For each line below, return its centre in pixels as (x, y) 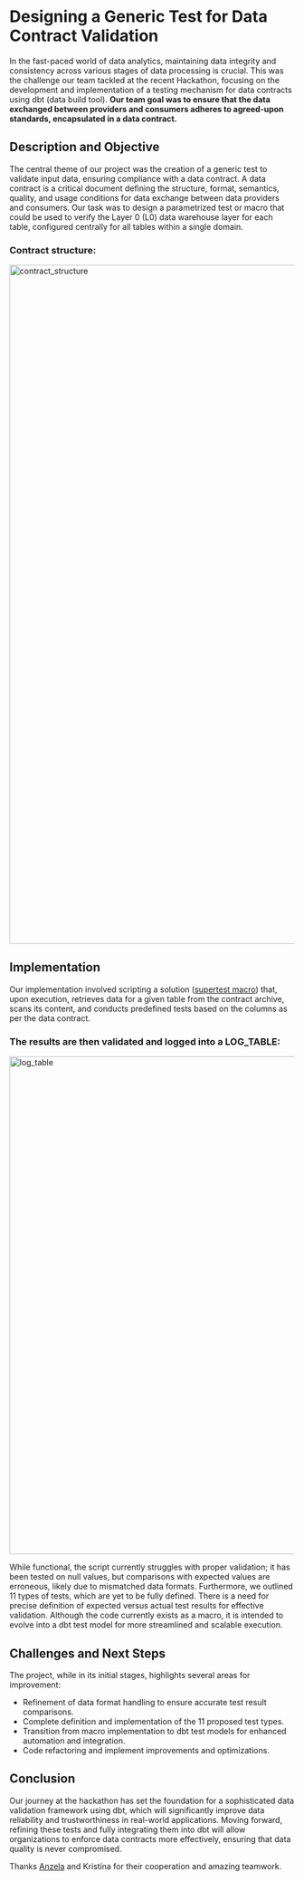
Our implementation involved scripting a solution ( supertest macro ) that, (143, 989)
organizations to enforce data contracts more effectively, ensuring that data (150, 1838)
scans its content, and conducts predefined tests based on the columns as (148, 1008)
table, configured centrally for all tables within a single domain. (127, 226)
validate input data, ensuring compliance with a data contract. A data (138, 178)
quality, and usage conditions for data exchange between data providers (145, 197)
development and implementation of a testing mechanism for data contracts (151, 90)
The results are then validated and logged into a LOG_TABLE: (145, 1041)
